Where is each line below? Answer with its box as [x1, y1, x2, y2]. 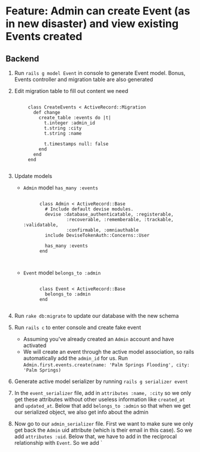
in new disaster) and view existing [5, 17, 179, 31]
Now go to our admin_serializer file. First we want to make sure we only [14, 420, 193, 427]
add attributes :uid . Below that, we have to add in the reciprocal [14, 433, 177, 440]
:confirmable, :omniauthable [66, 227, 139, 233]
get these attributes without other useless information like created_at [14, 396, 185, 403]
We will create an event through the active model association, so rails [23, 348, 195, 355]
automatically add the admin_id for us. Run [23, 355, 128, 361]
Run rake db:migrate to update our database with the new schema [14, 312, 179, 319]
